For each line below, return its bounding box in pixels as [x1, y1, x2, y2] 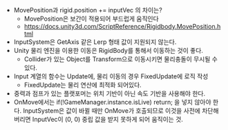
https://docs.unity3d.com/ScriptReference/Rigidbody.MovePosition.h [23, 23, 221, 30]
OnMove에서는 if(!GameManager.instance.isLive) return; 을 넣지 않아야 [13, 98, 212, 106]
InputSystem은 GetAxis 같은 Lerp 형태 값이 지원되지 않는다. [13, 38, 177, 46]
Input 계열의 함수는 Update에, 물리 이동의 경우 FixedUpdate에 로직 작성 [13, 72, 209, 80]
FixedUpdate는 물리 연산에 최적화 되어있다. [23, 81, 142, 89]
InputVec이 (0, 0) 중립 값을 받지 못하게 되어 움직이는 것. [32, 116, 183, 123]
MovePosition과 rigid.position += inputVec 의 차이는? [13, 6, 162, 14]
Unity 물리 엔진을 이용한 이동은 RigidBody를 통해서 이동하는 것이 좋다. [13, 47, 204, 54]
